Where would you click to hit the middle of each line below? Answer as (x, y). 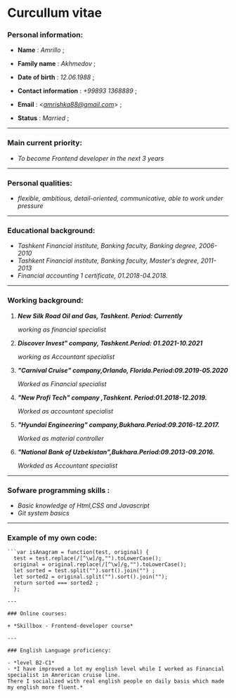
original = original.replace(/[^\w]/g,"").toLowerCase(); (100, 565)
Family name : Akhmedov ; (57, 64)
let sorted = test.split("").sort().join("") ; (85, 571)
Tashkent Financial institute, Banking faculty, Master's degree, (108, 261)
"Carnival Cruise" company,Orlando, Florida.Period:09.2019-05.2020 (123, 370)
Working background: (45, 301)
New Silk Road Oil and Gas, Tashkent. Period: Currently (100, 316)
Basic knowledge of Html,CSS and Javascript (83, 505)
